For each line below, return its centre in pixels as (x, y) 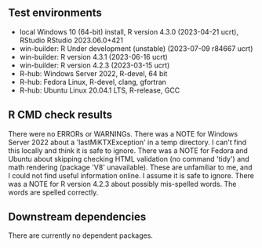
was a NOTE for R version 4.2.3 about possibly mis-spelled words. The (122, 184)
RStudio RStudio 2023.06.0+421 (71, 40)
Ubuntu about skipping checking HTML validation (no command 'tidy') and (129, 159)
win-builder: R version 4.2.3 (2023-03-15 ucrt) (95, 65)
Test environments (55, 13)
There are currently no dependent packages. (80, 235)
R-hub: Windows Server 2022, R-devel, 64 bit (93, 73)
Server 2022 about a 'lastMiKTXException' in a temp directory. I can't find (127, 142)
